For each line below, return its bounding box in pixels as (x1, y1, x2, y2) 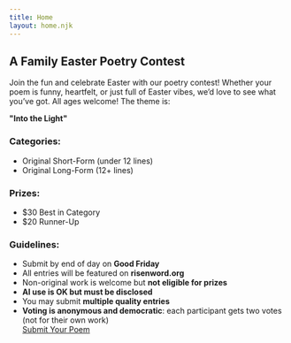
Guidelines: (9, 238, 60, 250)
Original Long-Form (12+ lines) (21, 164, 134, 175)
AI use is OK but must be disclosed (21, 286, 153, 297)
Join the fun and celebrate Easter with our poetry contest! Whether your (9, 77, 272, 88)
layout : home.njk (9, 21, 73, 30)
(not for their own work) (21, 315, 109, 325)
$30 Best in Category (21, 207, 101, 217)
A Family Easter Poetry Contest (9, 54, 186, 69)
